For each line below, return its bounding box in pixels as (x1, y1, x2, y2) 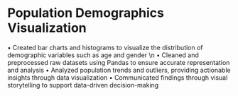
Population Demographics (7, 5, 165, 21)
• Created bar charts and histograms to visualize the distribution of (7, 43, 204, 52)
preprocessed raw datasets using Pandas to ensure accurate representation (7, 58, 230, 66)
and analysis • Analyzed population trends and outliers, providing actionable (7, 66, 231, 74)
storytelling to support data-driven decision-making (7, 80, 159, 89)
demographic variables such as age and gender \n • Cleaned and (7, 51, 199, 59)
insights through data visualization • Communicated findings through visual (7, 73, 228, 82)
